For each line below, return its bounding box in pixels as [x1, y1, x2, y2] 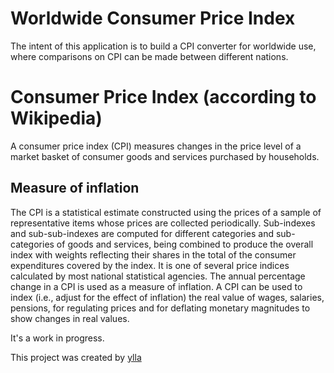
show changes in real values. [10, 312, 130, 324]
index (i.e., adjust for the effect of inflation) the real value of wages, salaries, [10, 291, 325, 303]
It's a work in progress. [10, 332, 105, 344]
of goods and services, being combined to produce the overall [56, 238, 314, 250]
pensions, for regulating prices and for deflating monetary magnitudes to [10, 302, 311, 314]
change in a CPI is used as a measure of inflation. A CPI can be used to [10, 280, 303, 292]
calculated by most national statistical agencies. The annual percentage [10, 270, 306, 282]
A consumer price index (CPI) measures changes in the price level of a [10, 140, 302, 152]
